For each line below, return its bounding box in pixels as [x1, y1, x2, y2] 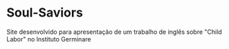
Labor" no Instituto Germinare [6, 35, 91, 43]
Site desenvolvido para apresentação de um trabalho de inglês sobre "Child [6, 28, 222, 36]
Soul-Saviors [6, 5, 84, 21]
